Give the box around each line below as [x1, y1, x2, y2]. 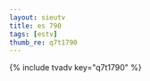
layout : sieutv [9, 12, 66, 22]
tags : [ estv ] [9, 29, 58, 38]
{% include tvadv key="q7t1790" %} [9, 62, 143, 73]
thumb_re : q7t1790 [9, 37, 78, 47]
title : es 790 [9, 21, 62, 30]
